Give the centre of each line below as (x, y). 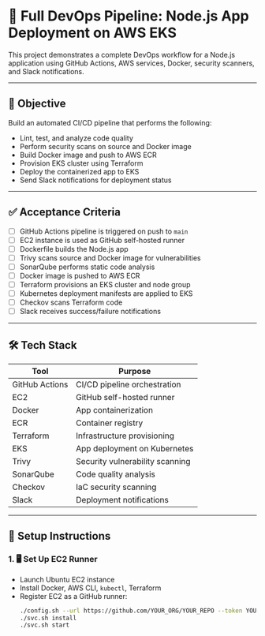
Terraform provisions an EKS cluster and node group (105, 284)
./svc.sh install (48, 618)
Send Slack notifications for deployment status (95, 180)
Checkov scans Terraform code (71, 302)
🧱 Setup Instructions (60, 536)
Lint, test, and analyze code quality (77, 138)
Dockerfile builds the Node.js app (74, 249)
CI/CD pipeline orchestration (129, 384)
